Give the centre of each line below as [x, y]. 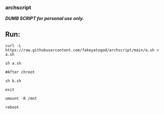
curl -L [13, 46]
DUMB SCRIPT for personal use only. [45, 19]
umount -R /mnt [21, 99]
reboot [12, 107]
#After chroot [20, 72]
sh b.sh [13, 81]
